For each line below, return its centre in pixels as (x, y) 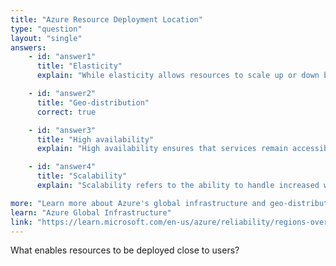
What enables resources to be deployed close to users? (125, 250)
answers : (28, 47)
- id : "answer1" (62, 57)
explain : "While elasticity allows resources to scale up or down (178, 76)
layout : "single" (46, 38)
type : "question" (46, 29)
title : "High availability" (95, 139)
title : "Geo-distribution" (93, 102)
